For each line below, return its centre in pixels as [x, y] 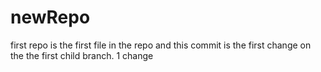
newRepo [50, 17]
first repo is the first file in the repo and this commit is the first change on [161, 45]
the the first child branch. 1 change [82, 55]
